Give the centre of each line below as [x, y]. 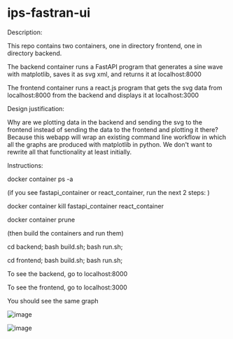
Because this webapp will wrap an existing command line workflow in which [117, 137]
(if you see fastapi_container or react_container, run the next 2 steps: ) [108, 192]
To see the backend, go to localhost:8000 [68, 273]
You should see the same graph [53, 301]
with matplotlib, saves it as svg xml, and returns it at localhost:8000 [104, 74]
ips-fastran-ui [49, 13]
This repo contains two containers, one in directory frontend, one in [105, 45]
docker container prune [41, 219]
